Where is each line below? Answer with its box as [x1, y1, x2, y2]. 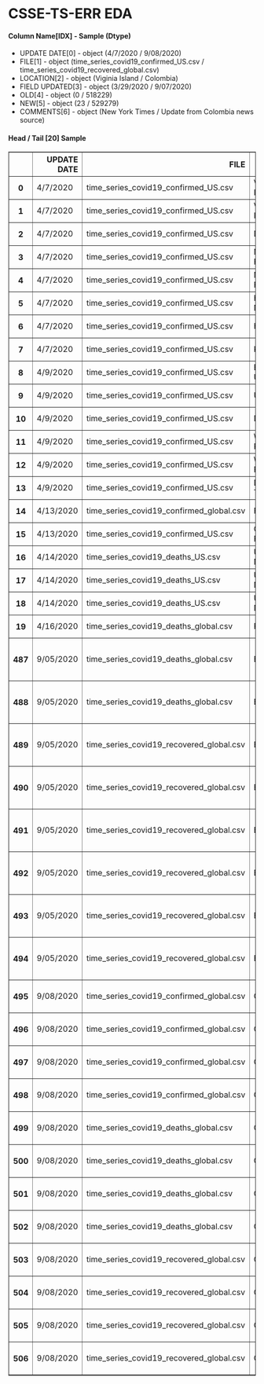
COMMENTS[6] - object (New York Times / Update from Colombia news [19, 107, 254, 116]
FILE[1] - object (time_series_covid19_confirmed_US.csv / [19, 57, 204, 67]
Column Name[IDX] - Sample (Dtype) [8, 31, 131, 40]
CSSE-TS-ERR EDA [8, 5, 133, 23]
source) [19, 116, 46, 125]
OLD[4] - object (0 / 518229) [19, 90, 112, 100]
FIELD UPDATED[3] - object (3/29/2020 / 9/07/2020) [19, 82, 192, 91]
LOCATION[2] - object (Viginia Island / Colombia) [19, 74, 178, 83]
